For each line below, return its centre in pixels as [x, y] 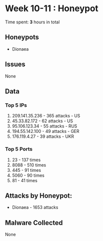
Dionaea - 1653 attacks [35, 207]
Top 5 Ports [19, 149]
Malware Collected [34, 223]
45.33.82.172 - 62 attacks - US [43, 121]
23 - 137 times [26, 160]
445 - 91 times [26, 170]
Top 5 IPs [16, 105]
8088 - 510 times [29, 165]
